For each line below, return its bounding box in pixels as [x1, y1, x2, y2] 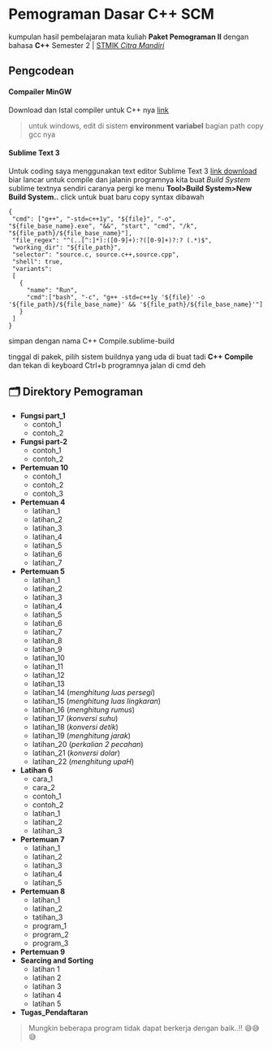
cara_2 [32, 782, 55, 792]
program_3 [32, 938, 69, 948]
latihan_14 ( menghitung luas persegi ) [32, 687, 156, 697]
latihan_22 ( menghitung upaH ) [32, 756, 135, 766]
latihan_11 [32, 661, 63, 671]
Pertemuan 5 [19, 566, 65, 576]
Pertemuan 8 [19, 886, 66, 896]
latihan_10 [32, 653, 65, 662]
